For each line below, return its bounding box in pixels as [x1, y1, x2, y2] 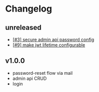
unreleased [5, 23, 42, 32]
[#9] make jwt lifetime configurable [12, 42, 85, 48]
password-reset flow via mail [12, 70, 73, 76]
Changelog [5, 3, 52, 15]
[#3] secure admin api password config [12, 36, 94, 42]
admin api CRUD [12, 75, 47, 81]
